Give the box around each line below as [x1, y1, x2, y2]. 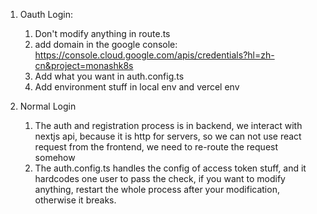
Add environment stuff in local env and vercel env [34, 81, 240, 93]
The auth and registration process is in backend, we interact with [34, 120, 303, 131]
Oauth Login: [19, 9, 74, 20]
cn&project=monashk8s [34, 60, 134, 71]
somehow [34, 152, 76, 163]
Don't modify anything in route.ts [34, 28, 171, 39]
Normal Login [19, 100, 77, 112]
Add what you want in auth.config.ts [34, 70, 185, 82]
